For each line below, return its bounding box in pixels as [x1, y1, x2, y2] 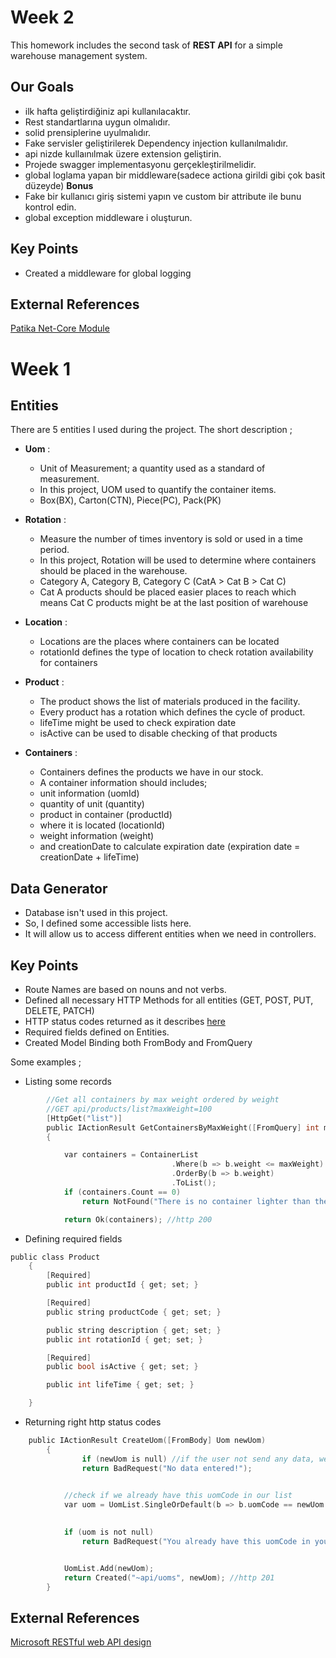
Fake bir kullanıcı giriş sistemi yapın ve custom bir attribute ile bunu [24, 190, 302, 202]
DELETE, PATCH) [24, 1005, 95, 1016]
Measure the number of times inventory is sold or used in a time [39, 533, 303, 545]
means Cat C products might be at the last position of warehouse [39, 597, 309, 609]
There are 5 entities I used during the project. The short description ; [10, 424, 293, 436]
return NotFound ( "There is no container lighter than [81, 1196, 311, 1206]
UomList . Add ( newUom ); [63, 1563, 155, 1573]
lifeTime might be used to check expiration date [39, 717, 237, 729]
